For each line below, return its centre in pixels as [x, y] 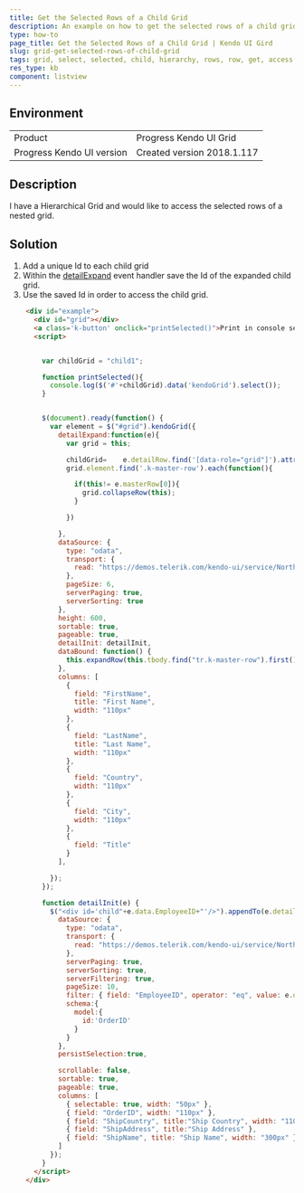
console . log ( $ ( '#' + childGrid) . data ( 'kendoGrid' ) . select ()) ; [165, 385]
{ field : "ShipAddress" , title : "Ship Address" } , [161, 1130]
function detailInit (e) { [91, 903]
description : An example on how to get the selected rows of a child [143, 26]
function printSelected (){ [93, 377]
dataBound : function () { [104, 652]
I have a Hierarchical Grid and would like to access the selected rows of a [146, 206]
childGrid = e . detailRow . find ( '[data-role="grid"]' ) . [174, 459]
